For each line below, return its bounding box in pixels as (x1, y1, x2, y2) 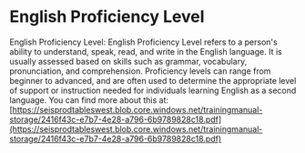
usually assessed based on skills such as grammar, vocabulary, (9, 56, 248, 66)
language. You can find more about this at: (9, 94, 169, 106)
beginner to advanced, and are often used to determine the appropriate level (9, 75, 297, 86)
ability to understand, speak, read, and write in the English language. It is (9, 46, 282, 56)
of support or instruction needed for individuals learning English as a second (9, 85, 297, 96)
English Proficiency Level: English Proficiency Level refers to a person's (9, 36, 278, 47)
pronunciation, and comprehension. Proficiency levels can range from (9, 66, 271, 76)
